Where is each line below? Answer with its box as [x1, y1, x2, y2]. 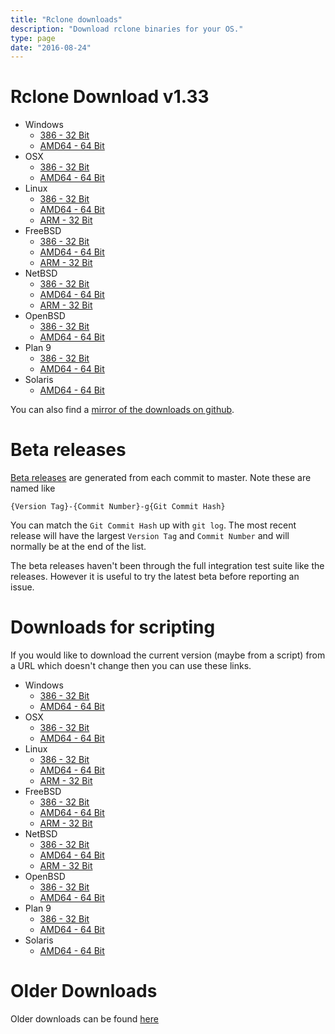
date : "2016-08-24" [10, 42, 92, 53]
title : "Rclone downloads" [10, 14, 123, 25]
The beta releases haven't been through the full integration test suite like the [10, 560, 325, 572]
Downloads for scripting [10, 616, 216, 639]
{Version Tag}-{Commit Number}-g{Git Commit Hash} [10, 502, 226, 512]
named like [10, 482, 56, 495]
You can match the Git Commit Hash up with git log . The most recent [10, 519, 297, 531]
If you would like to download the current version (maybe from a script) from [10, 649, 326, 661]
